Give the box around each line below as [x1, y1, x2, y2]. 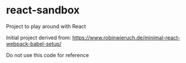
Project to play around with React [6, 23, 87, 30]
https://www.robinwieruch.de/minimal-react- [72, 34, 180, 41]
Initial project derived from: [6, 34, 71, 41]
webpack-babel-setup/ [6, 40, 62, 47]
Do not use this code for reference [6, 51, 89, 58]
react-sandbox [6, 3, 80, 17]
